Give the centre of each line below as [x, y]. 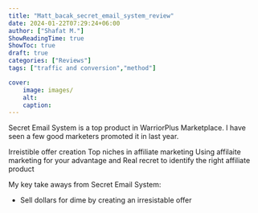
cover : [19, 82]
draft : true [28, 53]
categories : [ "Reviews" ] [50, 61]
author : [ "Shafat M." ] [46, 31]
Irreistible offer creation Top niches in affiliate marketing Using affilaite [125, 152]
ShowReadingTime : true [46, 38]
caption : [37, 105]
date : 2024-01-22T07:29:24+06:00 [64, 23]
